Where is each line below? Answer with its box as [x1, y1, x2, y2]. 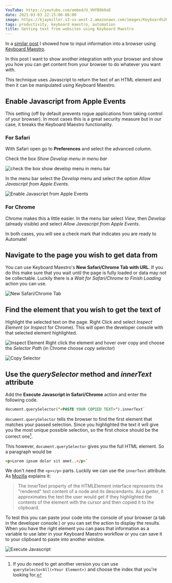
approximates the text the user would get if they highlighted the [17, 494, 152, 500]
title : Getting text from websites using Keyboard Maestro [5, 27, 134, 32]
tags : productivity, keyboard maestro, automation [5, 21, 116, 27]
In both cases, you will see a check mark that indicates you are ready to [5, 231, 157, 237]
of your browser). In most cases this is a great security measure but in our [5, 116, 162, 122]
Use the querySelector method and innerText [5, 370, 152, 378]
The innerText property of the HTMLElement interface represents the [17, 483, 163, 489]
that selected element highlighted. [5, 330, 77, 336]
